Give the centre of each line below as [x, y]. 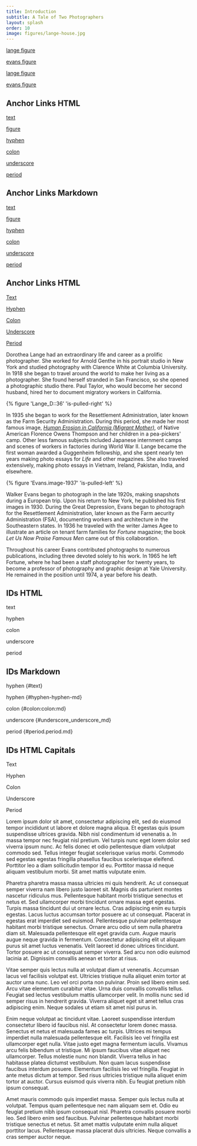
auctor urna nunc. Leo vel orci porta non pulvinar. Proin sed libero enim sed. [98, 982]
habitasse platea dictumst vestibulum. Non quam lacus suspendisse [88, 1062]
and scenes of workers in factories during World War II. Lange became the [96, 446]
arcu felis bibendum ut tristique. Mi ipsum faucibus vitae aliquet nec [88, 1050]
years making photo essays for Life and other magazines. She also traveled [97, 459]
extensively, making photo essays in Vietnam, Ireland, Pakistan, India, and [96, 465]
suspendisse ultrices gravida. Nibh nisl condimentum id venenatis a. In [91, 834]
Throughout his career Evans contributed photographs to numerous [88, 549]
